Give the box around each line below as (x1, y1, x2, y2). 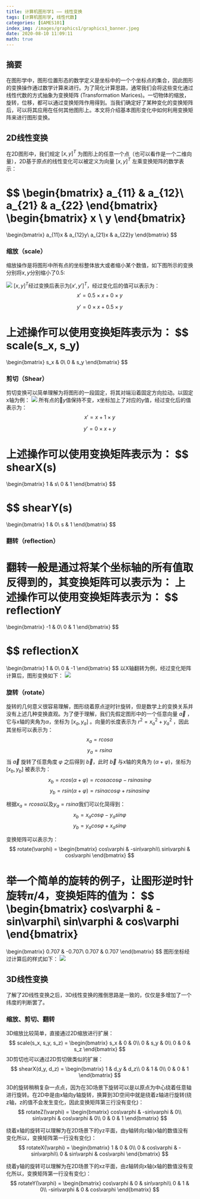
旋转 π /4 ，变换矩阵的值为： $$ (6, 889, 155, 903)
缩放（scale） (6, 247, 47, 255)
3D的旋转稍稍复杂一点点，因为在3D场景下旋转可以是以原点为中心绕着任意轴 (6, 1084, 192, 1091)
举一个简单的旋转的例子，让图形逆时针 (6, 875, 194, 888)
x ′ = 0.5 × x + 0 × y (77, 292, 123, 299)
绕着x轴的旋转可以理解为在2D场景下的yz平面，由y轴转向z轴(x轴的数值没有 (6, 1127, 189, 1134)
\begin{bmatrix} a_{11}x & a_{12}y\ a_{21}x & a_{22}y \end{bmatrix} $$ (6, 231, 177, 238)
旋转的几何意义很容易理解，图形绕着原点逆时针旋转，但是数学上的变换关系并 (6, 703, 193, 710)
